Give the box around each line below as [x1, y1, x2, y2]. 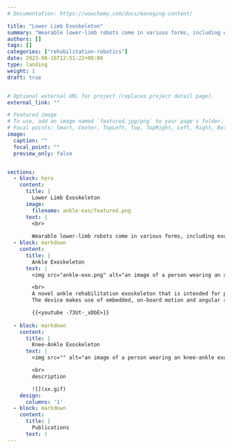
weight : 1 [7, 67, 36, 75]
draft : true [7, 74, 41, 81]
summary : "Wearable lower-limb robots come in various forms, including [7, 29, 221, 36]
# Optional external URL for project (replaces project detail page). [7, 93, 215, 100]
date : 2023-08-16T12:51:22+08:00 [7, 55, 104, 62]
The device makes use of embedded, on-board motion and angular [32, 297, 221, 304]
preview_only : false [13, 150, 72, 157]
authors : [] [7, 35, 41, 42]
